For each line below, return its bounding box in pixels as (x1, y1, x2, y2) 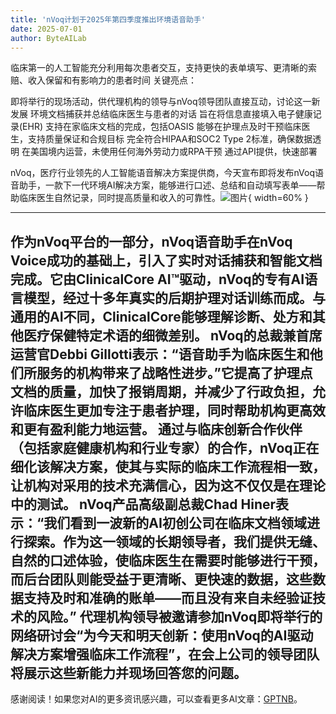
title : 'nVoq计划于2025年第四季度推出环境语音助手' (10, 14, 206, 25)
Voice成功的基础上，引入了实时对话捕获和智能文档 (10, 252, 323, 269)
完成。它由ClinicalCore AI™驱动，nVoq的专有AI (10, 271, 305, 288)
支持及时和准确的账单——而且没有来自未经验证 (23, 589, 313, 606)
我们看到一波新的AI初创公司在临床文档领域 (43, 514, 307, 531)
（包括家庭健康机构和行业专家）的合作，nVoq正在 (10, 439, 320, 456)
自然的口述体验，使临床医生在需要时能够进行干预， (10, 552, 326, 569)
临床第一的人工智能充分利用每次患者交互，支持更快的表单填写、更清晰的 (10, 62, 308, 74)
